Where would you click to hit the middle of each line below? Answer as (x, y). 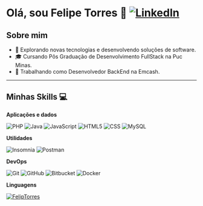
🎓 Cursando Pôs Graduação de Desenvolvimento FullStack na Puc (98, 56)
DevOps (17, 161)
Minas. (23, 65)
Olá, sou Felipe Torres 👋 (67, 13)
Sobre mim (27, 35)
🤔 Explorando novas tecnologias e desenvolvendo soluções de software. (105, 50)
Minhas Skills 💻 (37, 97)
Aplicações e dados (32, 114)
